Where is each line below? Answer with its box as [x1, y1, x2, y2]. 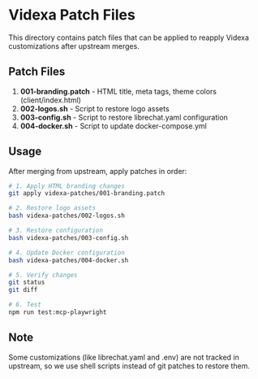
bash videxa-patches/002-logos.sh [8, 211, 126, 220]
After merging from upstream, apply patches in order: [8, 166, 187, 176]
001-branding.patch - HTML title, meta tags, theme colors [19, 86, 217, 96]
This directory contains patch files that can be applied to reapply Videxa [8, 33, 250, 42]
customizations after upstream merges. [8, 41, 140, 50]
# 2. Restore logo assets [8, 204, 96, 212]
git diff [8, 286, 38, 294]
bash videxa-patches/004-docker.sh [8, 256, 129, 264]
